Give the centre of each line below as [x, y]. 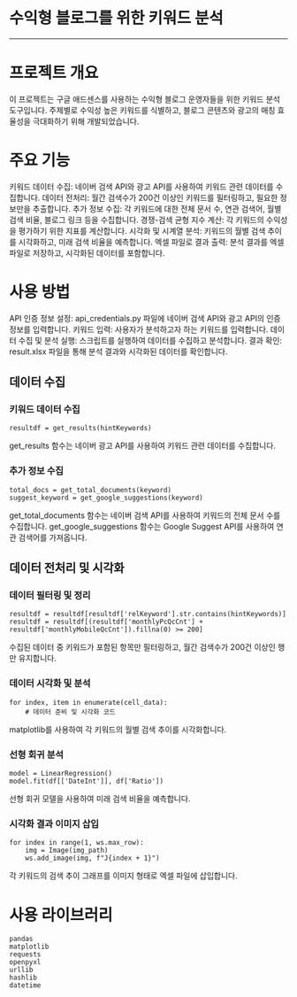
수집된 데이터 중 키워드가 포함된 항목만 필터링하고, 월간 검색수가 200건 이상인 [142, 647]
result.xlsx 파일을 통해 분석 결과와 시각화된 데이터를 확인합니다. [118, 352]
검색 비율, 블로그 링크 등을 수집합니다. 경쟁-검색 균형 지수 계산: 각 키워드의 [137, 220]
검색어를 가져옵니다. [53, 537]
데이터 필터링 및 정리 [50, 596]
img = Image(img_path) [67, 851]
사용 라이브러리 [61, 915]
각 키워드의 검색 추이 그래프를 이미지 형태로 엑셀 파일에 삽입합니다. [123, 876]
